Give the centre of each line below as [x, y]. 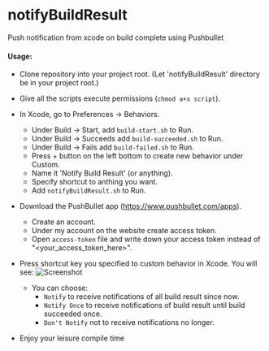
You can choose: [60, 288]
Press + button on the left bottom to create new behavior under [137, 156]
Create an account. [64, 222]
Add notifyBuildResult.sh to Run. [89, 191]
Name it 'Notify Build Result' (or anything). [102, 173]
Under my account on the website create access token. [124, 231]
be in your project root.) [59, 83]
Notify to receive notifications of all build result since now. [141, 297]
